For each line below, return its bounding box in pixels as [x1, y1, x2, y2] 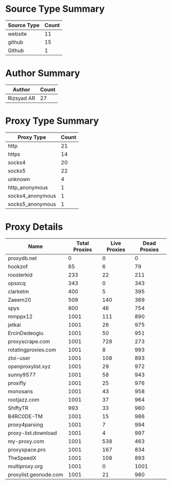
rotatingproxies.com [8, 346, 56, 353]
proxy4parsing [8, 421, 44, 428]
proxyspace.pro [8, 446, 46, 453]
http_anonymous [8, 184, 48, 191]
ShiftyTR [8, 404, 29, 411]
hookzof [8, 263, 28, 270]
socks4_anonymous [8, 192, 56, 199]
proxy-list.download [8, 429, 57, 436]
